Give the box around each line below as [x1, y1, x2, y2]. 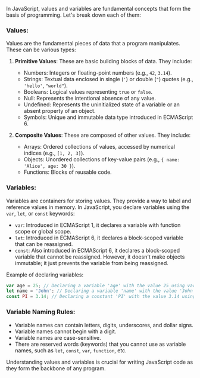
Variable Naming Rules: [6, 308, 76, 316]
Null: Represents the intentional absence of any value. [23, 95, 156, 102]
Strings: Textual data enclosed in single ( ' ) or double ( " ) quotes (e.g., [23, 76, 193, 83]
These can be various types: [6, 46, 76, 53]
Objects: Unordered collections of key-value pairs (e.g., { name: [23, 156, 180, 163]
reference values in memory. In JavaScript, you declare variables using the [6, 203, 190, 211]
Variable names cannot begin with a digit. [14, 328, 117, 335]
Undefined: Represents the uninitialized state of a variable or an [23, 101, 180, 108]
